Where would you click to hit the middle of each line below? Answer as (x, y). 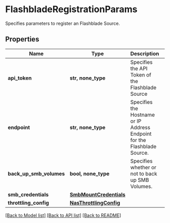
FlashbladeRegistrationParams (71, 9)
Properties (22, 39)
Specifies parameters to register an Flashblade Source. (63, 23)
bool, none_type (90, 173)
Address (140, 127)
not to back (144, 173)
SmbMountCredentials (98, 195)
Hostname (143, 115)
